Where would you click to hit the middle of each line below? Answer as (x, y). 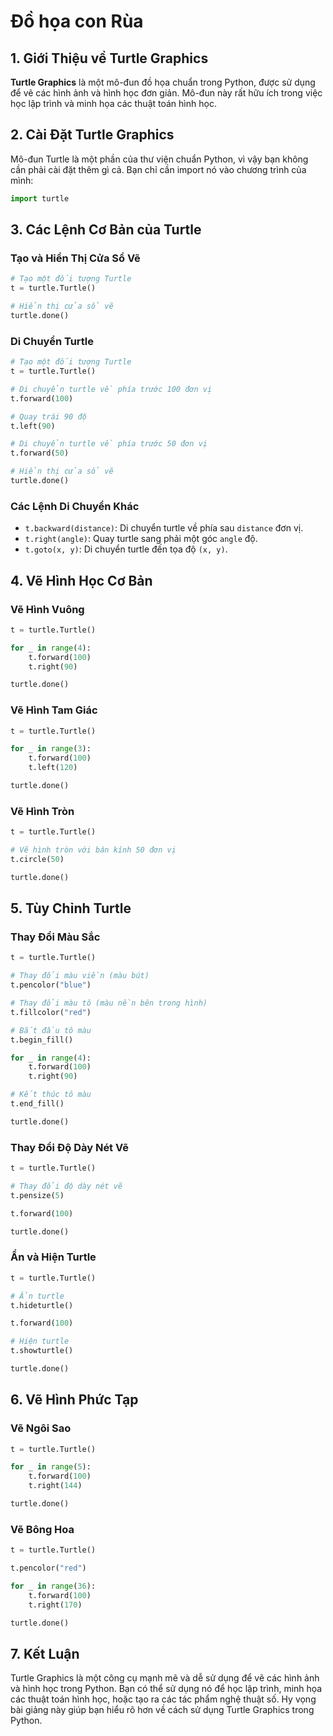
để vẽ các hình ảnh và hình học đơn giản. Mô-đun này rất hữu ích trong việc (166, 93)
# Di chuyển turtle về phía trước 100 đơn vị (111, 389)
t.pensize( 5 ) (37, 1195)
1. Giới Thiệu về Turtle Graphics (109, 58)
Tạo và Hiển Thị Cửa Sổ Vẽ (75, 258)
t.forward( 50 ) (40, 453)
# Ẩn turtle (37, 1296)
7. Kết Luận (45, 1653)
